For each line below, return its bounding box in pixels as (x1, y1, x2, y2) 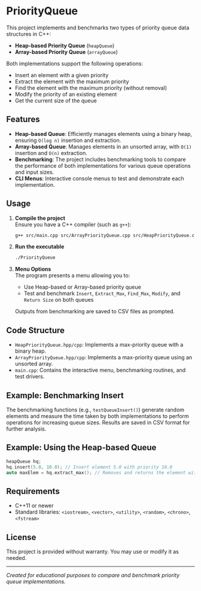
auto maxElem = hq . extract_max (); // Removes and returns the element (6, 469, 186, 475)
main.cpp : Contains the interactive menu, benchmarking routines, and (14, 366, 186, 374)
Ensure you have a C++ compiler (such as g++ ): (14, 220, 132, 228)
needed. (6, 554, 27, 561)
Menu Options (14, 265, 51, 273)
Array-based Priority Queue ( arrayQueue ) (14, 48, 118, 55)
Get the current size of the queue (14, 97, 97, 104)
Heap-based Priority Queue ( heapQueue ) (14, 42, 115, 49)
